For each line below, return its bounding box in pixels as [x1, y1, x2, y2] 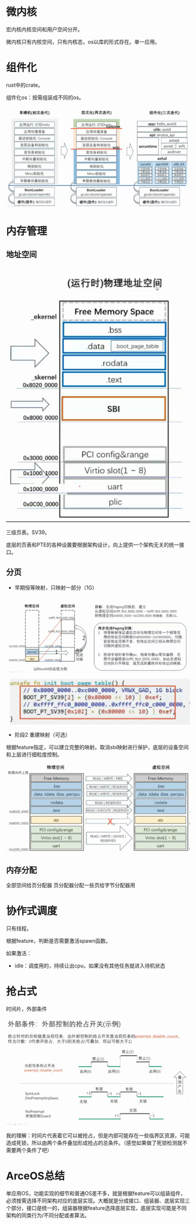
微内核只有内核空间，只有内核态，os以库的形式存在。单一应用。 [6, 38, 160, 45]
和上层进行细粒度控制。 [6, 751, 62, 758]
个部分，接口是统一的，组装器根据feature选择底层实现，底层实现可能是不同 [6, 1205, 187, 1212]
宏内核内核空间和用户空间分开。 [6, 26, 83, 33]
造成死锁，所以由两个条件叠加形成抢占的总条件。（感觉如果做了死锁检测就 [6, 1140, 183, 1147]
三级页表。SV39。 [6, 528, 50, 536]
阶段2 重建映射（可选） [14, 731, 71, 738]
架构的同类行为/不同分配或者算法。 [6, 1212, 90, 1219]
